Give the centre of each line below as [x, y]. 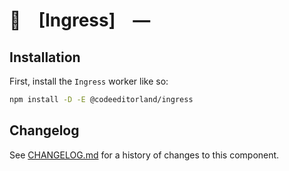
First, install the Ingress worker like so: [89, 81]
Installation [45, 57]
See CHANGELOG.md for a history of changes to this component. [144, 155]
